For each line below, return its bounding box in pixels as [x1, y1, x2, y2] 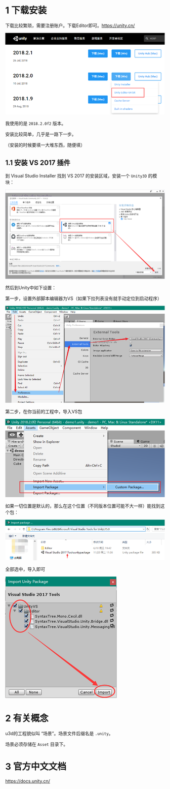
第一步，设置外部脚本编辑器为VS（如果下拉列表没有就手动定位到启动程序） [5, 295, 162, 301]
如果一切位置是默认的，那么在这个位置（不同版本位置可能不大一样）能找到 [5, 503, 160, 509]
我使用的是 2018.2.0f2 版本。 [5, 120, 66, 127]
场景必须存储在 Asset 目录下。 [5, 741, 68, 747]
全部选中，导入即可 [5, 566, 46, 572]
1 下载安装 [5, 5, 47, 16]
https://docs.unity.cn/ [5, 778, 51, 784]
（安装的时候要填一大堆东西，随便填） [5, 142, 85, 148]
